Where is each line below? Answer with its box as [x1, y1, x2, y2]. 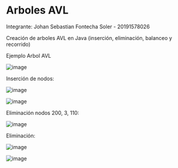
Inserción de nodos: [6, 75, 55, 82]
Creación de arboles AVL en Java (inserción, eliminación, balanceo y [6, 34, 172, 41]
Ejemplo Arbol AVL [6, 52, 52, 59]
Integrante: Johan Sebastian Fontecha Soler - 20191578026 [6, 23, 150, 30]
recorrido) [6, 41, 31, 48]
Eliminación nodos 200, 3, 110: [6, 109, 79, 116]
